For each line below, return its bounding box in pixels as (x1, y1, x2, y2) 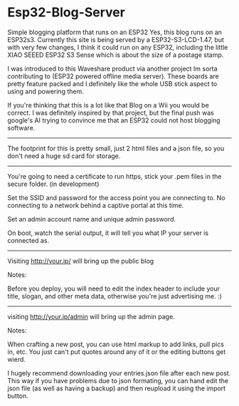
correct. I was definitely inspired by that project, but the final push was (7, 108, 215, 117)
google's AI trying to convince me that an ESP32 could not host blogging (7, 115, 221, 125)
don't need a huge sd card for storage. (7, 151, 121, 160)
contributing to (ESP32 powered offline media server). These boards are (7, 72, 219, 80)
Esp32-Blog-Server (7, 4, 126, 21)
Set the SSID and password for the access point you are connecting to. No (7, 193, 225, 202)
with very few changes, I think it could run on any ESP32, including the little (7, 43, 228, 51)
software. (7, 123, 36, 132)
